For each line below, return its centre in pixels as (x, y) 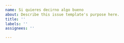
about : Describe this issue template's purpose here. (62, 14)
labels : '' (16, 24)
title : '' (15, 19)
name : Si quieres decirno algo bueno (44, 10)
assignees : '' (20, 28)
